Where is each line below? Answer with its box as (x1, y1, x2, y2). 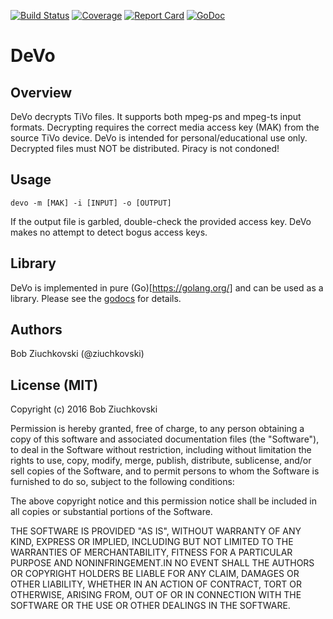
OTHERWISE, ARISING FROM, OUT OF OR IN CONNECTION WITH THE (10, 589, 302, 601)
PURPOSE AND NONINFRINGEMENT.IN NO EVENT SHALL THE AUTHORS (10, 557, 315, 569)
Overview (10, 84, 73, 101)
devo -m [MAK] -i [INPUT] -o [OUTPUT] (10, 198, 172, 208)
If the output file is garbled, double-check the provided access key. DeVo (10, 215, 312, 227)
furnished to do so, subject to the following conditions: (10, 476, 235, 488)
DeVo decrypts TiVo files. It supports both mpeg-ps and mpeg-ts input (10, 111, 302, 122)
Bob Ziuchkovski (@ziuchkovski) (10, 348, 145, 360)
